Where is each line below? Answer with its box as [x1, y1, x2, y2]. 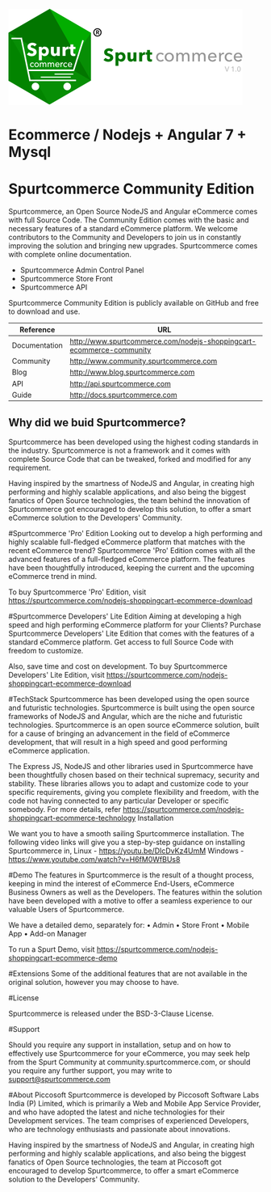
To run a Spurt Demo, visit [8, 945, 95, 954]
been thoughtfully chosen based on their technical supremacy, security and [8, 770, 260, 780]
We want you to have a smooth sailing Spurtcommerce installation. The [8, 829, 244, 839]
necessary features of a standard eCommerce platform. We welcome [8, 224, 238, 234]
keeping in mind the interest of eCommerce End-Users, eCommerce [8, 879, 235, 889]
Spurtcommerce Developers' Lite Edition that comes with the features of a [8, 628, 255, 639]
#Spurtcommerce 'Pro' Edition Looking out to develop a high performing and [8, 529, 263, 539]
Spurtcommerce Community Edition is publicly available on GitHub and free [8, 298, 260, 308]
